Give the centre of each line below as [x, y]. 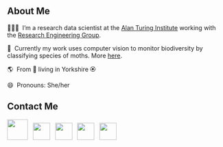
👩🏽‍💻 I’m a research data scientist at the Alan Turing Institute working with [111, 27]
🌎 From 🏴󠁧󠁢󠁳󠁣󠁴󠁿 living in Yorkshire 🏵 [51, 69]
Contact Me [33, 106]
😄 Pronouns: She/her [38, 85]
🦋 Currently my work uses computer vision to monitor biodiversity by [105, 48]
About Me [28, 11]
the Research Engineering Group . [54, 35]
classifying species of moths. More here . [64, 55]
